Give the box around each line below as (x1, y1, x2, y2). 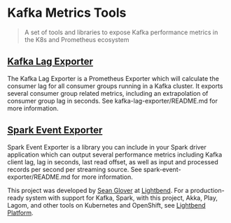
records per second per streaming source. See (7, 165, 142, 173)
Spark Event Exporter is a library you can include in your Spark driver (7, 143, 206, 151)
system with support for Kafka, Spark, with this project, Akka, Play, (25, 194, 218, 202)
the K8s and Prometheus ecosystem (24, 35, 129, 43)
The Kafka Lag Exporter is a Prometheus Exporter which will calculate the (7, 74, 219, 82)
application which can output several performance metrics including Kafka (7, 150, 223, 159)
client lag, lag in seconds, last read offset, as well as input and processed (7, 157, 218, 166)
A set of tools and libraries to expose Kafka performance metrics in (24, 28, 218, 36)
